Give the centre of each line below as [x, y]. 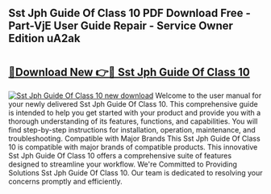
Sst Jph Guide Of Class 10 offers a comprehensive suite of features [120, 156]
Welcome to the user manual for [208, 95]
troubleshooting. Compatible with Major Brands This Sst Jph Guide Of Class [134, 138]
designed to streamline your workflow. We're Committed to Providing [123, 164]
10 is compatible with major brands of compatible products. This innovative [133, 147]
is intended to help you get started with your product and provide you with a [135, 113]
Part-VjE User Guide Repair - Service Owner [121, 26]
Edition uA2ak [44, 38]
